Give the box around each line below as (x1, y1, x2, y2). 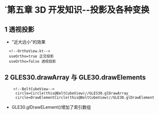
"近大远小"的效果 (11, 39, 46, 45)
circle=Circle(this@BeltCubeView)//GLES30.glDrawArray (15, 91, 129, 96)
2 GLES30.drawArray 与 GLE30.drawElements (4, 73, 146, 82)
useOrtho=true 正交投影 (9, 54, 54, 59)
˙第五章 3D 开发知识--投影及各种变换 (4, 4, 150, 16)
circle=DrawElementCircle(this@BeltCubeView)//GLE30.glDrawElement (15, 95, 155, 100)
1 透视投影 (4, 25, 35, 33)
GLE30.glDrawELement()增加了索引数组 (11, 104, 91, 110)
